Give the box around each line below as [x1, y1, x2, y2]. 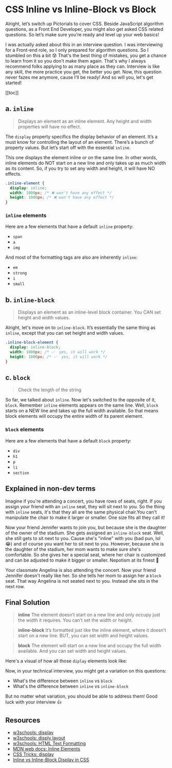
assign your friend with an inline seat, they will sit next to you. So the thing [5, 503, 165, 509]
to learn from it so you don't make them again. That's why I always [5, 57, 146, 64]
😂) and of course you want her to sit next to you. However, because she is [5, 541, 164, 547]
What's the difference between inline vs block [12, 678, 113, 684]
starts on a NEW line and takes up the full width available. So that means [5, 408, 159, 414]
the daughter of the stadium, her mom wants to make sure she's [5, 546, 141, 552]
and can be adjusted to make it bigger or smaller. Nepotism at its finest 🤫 [5, 557, 159, 563]
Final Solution [5, 598, 50, 607]
